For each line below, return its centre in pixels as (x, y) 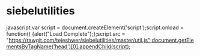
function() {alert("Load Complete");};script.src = (66, 33)
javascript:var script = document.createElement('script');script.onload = (95, 27)
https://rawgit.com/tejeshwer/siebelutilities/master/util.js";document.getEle (101, 40)
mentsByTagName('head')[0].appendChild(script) (68, 46)
